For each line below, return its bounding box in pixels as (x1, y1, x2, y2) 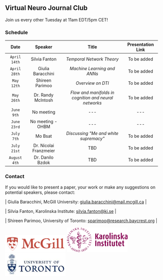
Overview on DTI (76, 80, 109, 86)
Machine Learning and (69, 66, 115, 72)
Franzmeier (32, 148, 55, 153)
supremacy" (80, 136, 105, 142)
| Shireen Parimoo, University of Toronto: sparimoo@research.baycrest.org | (5, 218, 158, 224)
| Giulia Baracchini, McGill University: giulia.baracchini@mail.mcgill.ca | (5, 199, 147, 205)
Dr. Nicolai (33, 142, 54, 148)
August (9, 155, 22, 160)
